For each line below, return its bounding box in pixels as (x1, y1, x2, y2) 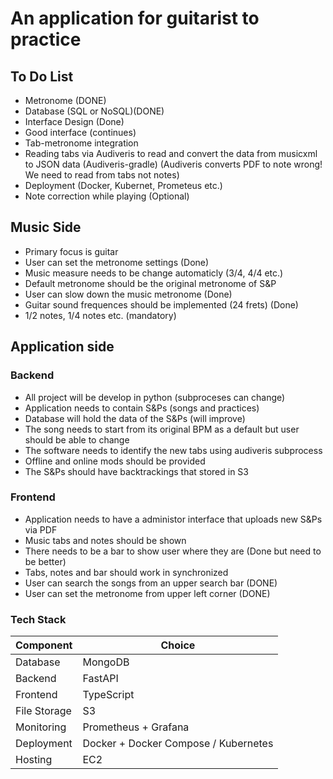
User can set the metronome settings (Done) (24, 256, 210, 268)
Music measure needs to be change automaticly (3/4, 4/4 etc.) (24, 267, 284, 279)
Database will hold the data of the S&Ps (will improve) (24, 412, 246, 424)
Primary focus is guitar (24, 245, 119, 257)
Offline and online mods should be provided (24, 455, 206, 467)
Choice (160, 638, 196, 652)
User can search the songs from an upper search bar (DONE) (24, 577, 278, 589)
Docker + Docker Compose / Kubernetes (82, 737, 274, 751)
